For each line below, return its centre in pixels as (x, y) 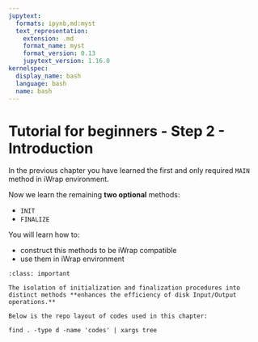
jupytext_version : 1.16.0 (67, 61)
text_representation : (52, 31)
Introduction (51, 148)
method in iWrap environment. (59, 179)
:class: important (39, 274)
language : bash (41, 83)
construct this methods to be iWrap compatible (98, 251)
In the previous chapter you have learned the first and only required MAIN (129, 171)
